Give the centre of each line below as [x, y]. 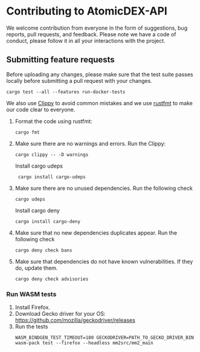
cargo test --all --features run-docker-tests [66, 92]
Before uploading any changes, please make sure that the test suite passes [100, 74]
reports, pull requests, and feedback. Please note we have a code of [91, 34]
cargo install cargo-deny [47, 221]
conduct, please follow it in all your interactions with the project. [86, 41]
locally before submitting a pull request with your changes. [79, 80]
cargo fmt [27, 132]
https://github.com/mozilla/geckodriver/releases [75, 320]
